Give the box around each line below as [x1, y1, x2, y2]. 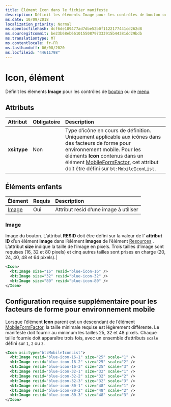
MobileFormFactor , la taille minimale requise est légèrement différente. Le [5, 324, 159, 330]
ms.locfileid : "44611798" [5, 50, 60, 55]
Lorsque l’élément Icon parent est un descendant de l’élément [5, 319, 135, 325]
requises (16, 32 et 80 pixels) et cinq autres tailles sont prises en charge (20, [5, 249, 166, 255]
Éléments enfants [5, 182, 63, 191]
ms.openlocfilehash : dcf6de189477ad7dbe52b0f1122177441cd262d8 [5, 26, 142, 32]
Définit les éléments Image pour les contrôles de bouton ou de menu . [5, 88, 151, 95]
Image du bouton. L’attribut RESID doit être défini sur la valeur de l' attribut [5, 233, 163, 239]
